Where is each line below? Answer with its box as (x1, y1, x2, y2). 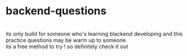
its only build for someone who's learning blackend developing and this (5, 30, 183, 37)
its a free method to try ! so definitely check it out (5, 43, 129, 50)
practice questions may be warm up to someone (5, 36, 126, 43)
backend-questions (5, 4, 107, 18)
